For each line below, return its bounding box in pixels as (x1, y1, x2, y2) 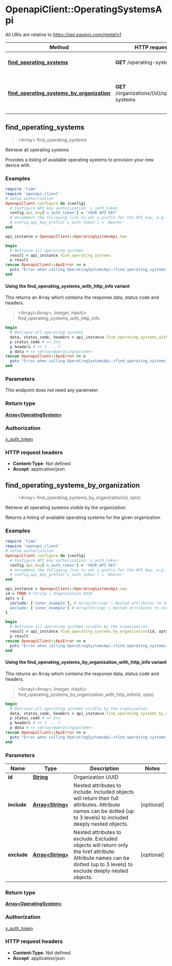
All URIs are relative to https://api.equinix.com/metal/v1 (5, 31, 121, 37)
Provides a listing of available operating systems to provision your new (5, 157, 154, 163)
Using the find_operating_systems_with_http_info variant (5, 283, 130, 289)
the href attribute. (73, 848, 116, 855)
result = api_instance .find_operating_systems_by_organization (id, (10, 629, 157, 634)
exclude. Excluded (73, 835, 118, 842)
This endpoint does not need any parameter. (5, 387, 99, 393)
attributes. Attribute (73, 801, 120, 808)
